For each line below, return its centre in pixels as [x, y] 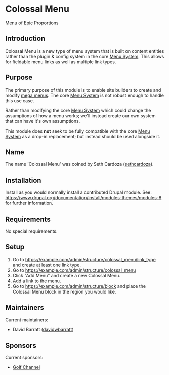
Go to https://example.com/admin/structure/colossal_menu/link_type [84, 259]
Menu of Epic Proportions [32, 23]
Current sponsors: [24, 358]
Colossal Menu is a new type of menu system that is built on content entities [85, 51]
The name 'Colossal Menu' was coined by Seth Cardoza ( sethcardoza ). [79, 164]
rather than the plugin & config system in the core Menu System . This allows [85, 56]
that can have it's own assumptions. [43, 121]
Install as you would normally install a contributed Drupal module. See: [78, 192]
